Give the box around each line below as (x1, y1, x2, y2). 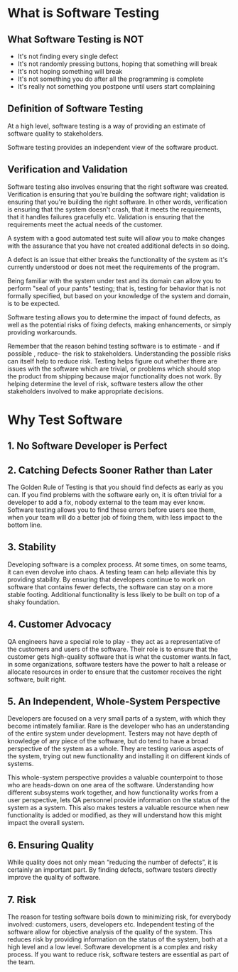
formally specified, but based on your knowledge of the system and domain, (7, 291, 231, 300)
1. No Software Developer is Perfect (7, 440, 168, 452)
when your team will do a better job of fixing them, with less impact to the (7, 513, 222, 522)
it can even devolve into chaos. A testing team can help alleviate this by (7, 567, 217, 576)
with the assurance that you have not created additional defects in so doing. (7, 241, 229, 250)
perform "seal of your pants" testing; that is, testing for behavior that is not (7, 284, 226, 293)
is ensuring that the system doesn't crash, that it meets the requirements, (7, 204, 222, 214)
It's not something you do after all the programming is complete (17, 75, 204, 83)
